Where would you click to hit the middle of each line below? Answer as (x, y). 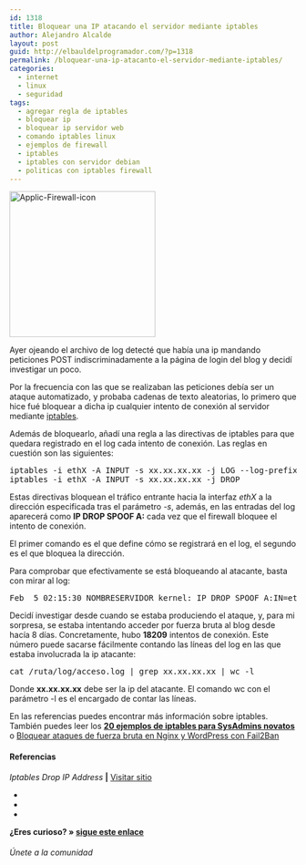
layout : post (34, 43)
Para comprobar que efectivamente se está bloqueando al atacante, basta (149, 572)
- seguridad (41, 94)
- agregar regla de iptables (73, 111)
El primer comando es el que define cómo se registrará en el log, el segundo (153, 544)
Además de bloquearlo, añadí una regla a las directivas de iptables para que (152, 434)
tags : (20, 103)
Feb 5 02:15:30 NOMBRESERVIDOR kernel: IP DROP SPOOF (134, 598)
